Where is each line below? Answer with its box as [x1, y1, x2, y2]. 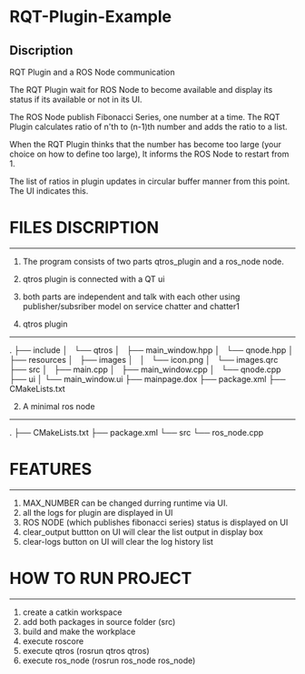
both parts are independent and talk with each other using [22, 291, 241, 302]
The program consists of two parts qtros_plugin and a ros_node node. [22, 256, 284, 267]
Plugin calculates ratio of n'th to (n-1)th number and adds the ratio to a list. [9, 121, 288, 132]
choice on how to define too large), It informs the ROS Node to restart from [9, 148, 290, 159]
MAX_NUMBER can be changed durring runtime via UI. [22, 498, 229, 508]
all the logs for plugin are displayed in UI [22, 507, 173, 518]
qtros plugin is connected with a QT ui [22, 273, 165, 284]
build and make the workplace [22, 626, 136, 637]
